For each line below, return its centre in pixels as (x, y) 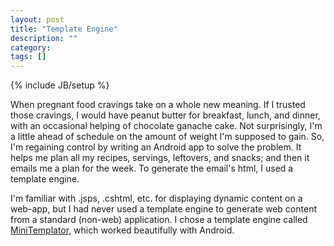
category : (31, 47)
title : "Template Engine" (64, 29)
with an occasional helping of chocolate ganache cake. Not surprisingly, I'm (166, 126)
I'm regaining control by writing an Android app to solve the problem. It (156, 147)
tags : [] (28, 57)
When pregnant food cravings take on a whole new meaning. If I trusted (158, 105)
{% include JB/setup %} (60, 85)
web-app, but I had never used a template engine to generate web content (163, 209)
